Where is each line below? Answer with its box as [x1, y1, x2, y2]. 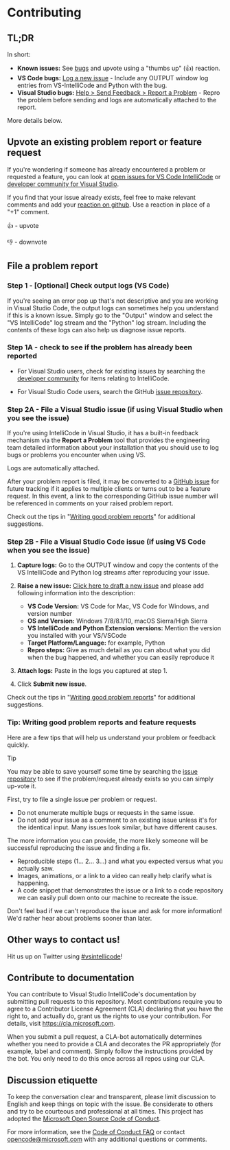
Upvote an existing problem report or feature [7, 136, 203, 148]
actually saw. [16, 864, 54, 873]
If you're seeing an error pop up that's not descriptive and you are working [7, 297, 218, 305]
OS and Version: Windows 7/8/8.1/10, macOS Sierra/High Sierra [27, 617, 208, 625]
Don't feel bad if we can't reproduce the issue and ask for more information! [7, 906, 222, 915]
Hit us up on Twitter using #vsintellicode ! [7, 952, 123, 961]
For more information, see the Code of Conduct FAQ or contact [7, 1128, 185, 1136]
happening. [16, 879, 49, 887]
